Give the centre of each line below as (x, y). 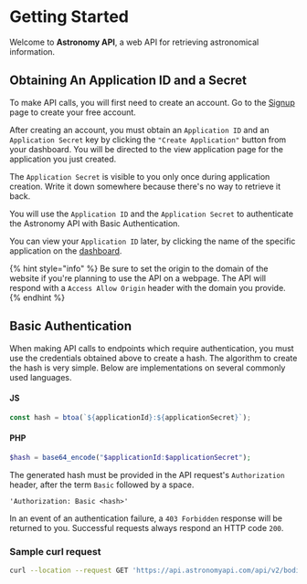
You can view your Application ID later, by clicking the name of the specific (153, 241)
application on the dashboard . (66, 250)
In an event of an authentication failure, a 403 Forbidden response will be (146, 518)
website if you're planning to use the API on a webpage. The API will (138, 278)
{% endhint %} (37, 297)
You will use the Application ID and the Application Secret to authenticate (152, 214)
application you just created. (63, 159)
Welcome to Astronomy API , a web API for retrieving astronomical (134, 42)
